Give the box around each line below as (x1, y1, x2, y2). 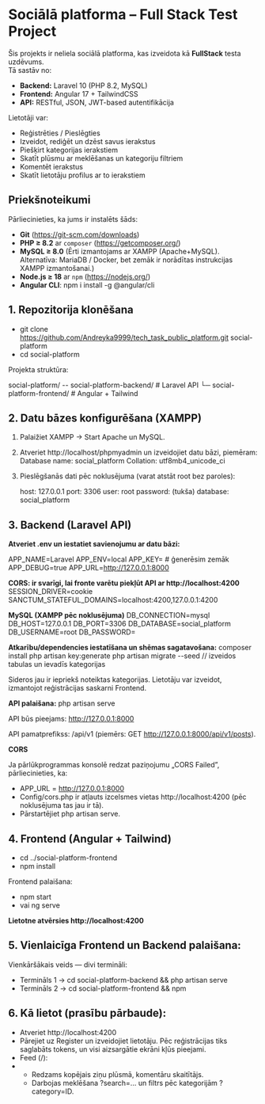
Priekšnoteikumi (8, 193, 91, 207)
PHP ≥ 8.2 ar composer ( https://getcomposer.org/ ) (19, 238, 181, 247)
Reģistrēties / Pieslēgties (19, 128, 100, 138)
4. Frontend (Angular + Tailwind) (8, 832, 172, 845)
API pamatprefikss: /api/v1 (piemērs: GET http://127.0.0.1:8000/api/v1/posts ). (8, 729, 256, 739)
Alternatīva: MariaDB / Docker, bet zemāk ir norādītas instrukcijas (19, 255, 233, 265)
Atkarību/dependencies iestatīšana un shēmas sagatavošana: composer (8, 643, 252, 653)
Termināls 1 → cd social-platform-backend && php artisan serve (19, 975, 228, 984)
